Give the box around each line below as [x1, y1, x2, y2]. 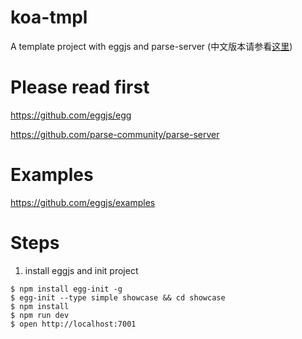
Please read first [10, 76, 150, 99]
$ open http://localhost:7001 [10, 319, 137, 329]
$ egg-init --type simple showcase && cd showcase [10, 292, 226, 303]
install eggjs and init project [24, 264, 139, 276]
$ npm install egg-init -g [10, 284, 123, 294]
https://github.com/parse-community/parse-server [10, 128, 220, 140]
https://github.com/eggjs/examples [10, 196, 156, 208]
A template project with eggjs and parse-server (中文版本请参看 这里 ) [10, 40, 293, 52]
